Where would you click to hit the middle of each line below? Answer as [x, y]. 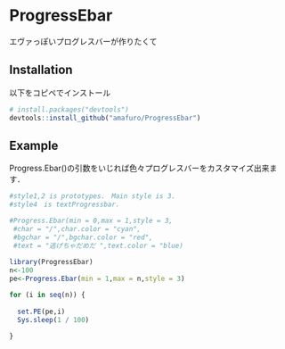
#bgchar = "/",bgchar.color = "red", [83, 237]
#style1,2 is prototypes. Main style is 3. [93, 196]
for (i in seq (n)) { [48, 295]
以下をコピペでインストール [60, 92]
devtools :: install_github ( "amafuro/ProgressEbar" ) [105, 118]
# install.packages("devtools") [69, 109]
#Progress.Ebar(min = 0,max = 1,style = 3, [91, 221]
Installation [41, 70]
